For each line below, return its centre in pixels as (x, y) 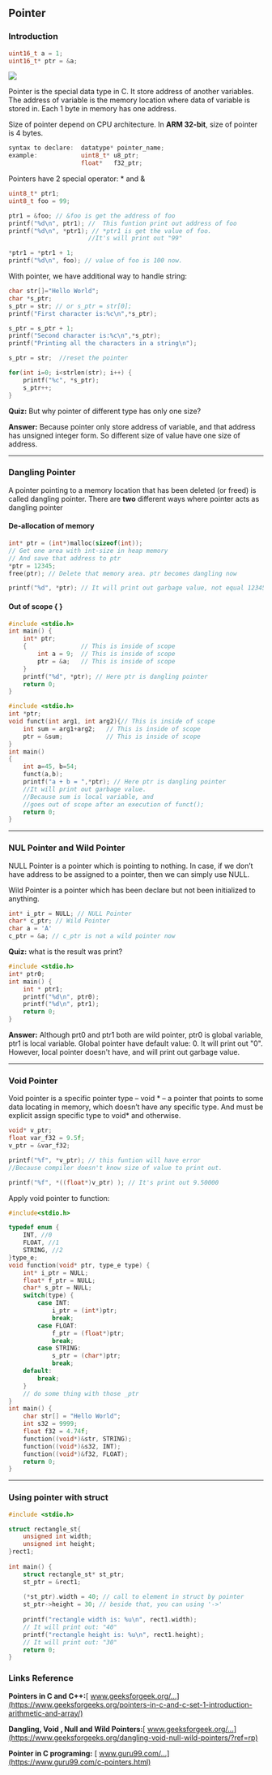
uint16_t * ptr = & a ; (43, 61)
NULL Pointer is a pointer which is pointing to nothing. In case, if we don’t (131, 866)
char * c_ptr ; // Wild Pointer (59, 921)
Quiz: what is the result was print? (66, 952)
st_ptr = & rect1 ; (52, 1582)
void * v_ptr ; (30, 1131)
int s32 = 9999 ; (51, 1424)
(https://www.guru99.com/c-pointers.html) (80, 1762)
